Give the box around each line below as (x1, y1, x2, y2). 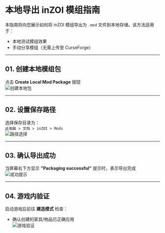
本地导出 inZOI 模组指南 (5, 4, 101, 16)
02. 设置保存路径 (5, 105, 56, 114)
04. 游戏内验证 (5, 192, 50, 200)
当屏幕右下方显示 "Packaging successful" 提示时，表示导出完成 (5, 166, 136, 171)
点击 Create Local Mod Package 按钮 (5, 79, 81, 85)
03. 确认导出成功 (5, 151, 56, 160)
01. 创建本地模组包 (5, 65, 61, 73)
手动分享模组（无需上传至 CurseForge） (12, 44, 93, 50)
